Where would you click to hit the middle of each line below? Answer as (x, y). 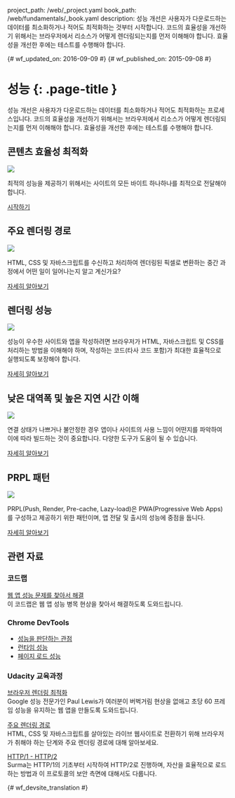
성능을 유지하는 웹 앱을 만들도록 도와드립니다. (76, 710)
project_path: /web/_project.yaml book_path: (72, 10)
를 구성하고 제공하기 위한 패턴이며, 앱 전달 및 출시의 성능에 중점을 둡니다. (106, 518)
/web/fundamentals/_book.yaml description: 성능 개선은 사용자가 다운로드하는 (117, 18)
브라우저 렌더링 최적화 (38, 693)
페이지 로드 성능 (39, 656)
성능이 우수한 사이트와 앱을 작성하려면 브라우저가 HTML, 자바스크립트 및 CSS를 (116, 341)
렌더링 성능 (30, 310)
